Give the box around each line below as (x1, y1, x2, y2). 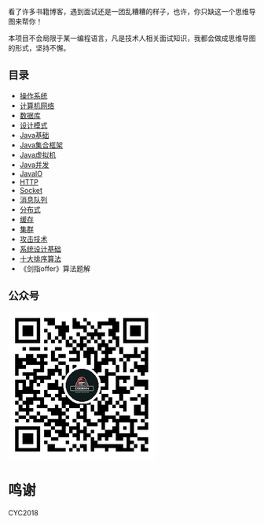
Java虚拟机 (19, 150, 57, 159)
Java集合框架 (19, 140, 64, 150)
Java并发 (19, 160, 49, 169)
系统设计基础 (19, 243, 61, 254)
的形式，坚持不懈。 (8, 43, 71, 53)
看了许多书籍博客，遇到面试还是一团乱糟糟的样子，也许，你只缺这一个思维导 (8, 7, 256, 16)
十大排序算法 (19, 254, 61, 263)
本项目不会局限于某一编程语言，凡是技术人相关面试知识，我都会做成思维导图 (8, 34, 256, 43)
